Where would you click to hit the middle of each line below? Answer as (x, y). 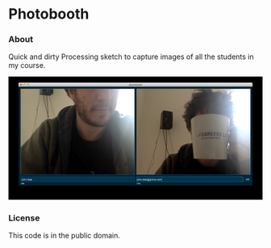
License (24, 217)
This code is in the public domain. (65, 236)
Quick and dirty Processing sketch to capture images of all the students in (131, 57)
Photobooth (49, 14)
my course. (27, 65)
